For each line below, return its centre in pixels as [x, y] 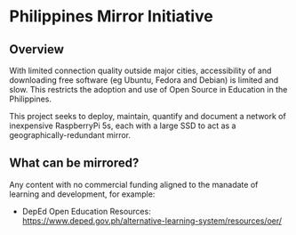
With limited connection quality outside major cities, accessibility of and [140, 70]
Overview [37, 49]
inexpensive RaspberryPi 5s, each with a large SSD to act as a [123, 126]
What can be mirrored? [74, 163]
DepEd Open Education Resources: [86, 211]
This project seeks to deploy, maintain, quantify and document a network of [148, 116]
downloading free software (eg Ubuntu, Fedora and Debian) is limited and [144, 80]
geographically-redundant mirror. [70, 135]
